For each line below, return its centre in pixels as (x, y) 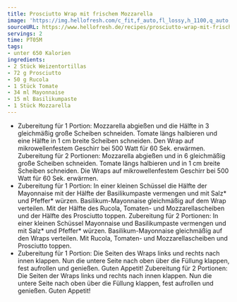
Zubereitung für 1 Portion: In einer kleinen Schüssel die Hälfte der (112, 186)
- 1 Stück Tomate (33, 86)
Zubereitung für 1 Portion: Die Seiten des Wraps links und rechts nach (119, 253)
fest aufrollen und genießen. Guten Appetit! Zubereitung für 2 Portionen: (122, 268)
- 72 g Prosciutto (34, 73)
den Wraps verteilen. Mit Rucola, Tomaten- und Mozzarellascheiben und (122, 238)
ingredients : (26, 60)
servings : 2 (25, 34)
